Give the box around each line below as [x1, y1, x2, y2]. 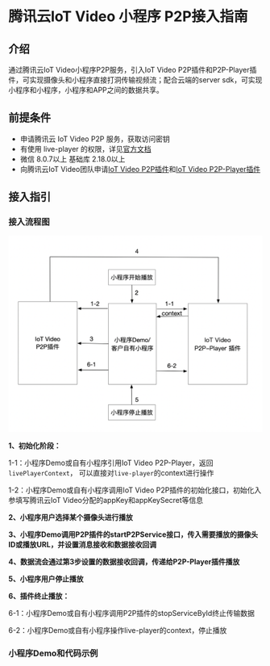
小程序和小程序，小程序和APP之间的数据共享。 [8, 86, 164, 94]
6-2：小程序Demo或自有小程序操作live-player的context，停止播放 [8, 625, 227, 635]
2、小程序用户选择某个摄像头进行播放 [8, 512, 133, 521]
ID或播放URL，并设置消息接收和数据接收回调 [8, 539, 157, 549]
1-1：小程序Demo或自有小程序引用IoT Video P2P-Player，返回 [8, 458, 214, 467]
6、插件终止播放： [8, 591, 70, 601]
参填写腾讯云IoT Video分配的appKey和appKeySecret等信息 [8, 495, 204, 505]
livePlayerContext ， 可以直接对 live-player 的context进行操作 [8, 467, 214, 477]
